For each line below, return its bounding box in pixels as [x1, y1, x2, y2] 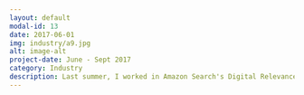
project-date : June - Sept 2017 [9, 55, 131, 64]
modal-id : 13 [9, 22, 59, 31]
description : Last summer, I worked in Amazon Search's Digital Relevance [9, 72, 298, 81]
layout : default [9, 13, 71, 23]
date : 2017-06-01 [9, 30, 75, 39]
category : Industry [9, 64, 83, 73]
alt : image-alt [9, 47, 67, 56]
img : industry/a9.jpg [9, 38, 91, 48]
